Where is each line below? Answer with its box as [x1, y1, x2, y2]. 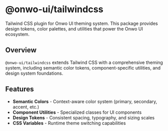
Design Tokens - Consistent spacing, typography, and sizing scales [12, 114, 155, 120]
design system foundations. [5, 70, 63, 76]
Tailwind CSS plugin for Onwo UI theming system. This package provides [5, 20, 158, 26]
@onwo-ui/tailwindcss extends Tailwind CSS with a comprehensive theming [5, 59, 163, 65]
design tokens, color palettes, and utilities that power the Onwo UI [5, 25, 143, 31]
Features [5, 85, 34, 93]
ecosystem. [5, 31, 30, 37]
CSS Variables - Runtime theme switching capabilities [12, 120, 126, 126]
